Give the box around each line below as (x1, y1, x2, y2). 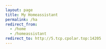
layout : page (5, 7, 33, 13)
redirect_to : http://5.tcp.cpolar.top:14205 (5, 36, 101, 41)
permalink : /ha (5, 17, 38, 22)
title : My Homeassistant (5, 12, 58, 17)
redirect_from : (5, 21, 38, 27)
